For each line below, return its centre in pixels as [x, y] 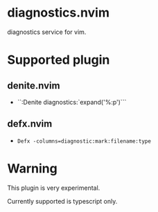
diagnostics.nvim [58, 13]
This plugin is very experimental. [54, 188]
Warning [32, 168]
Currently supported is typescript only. [62, 201]
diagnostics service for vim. [47, 32]
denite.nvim [34, 86]
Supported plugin [59, 60]
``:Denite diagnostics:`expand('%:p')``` [72, 102]
